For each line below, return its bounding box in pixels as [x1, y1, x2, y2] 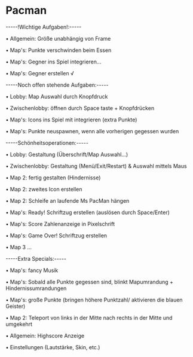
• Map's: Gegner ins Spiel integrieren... [5, 58, 102, 65]
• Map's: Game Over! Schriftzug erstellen [5, 231, 108, 239]
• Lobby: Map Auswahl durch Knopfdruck [5, 93, 108, 100]
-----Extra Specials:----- [5, 255, 67, 262]
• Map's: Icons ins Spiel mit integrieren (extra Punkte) [5, 116, 137, 123]
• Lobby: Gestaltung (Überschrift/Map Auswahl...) [5, 151, 128, 158]
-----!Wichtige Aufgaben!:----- [5, 23, 82, 30]
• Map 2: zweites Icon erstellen [5, 185, 82, 193]
